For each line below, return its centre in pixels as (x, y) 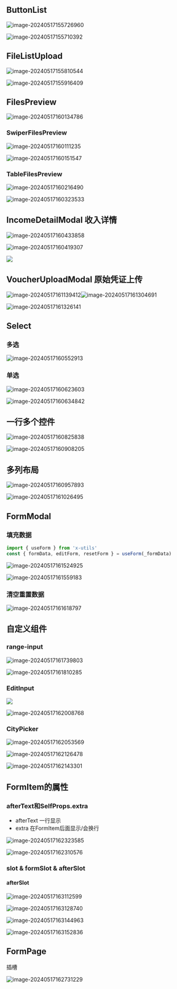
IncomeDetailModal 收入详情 (62, 220)
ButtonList (27, 10)
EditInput (20, 688)
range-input (25, 647)
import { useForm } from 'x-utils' (52, 548)
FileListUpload (35, 56)
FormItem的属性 (37, 787)
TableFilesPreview (34, 174)
